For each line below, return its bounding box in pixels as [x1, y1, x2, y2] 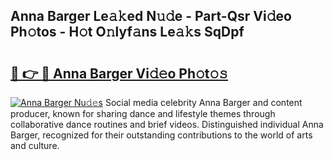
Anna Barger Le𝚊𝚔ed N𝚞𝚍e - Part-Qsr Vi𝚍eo [10, 8, 292, 25]
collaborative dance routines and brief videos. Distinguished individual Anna [10, 119, 324, 130]
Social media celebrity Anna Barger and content [104, 97, 303, 108]
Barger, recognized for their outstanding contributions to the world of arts [10, 129, 313, 141]
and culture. [10, 140, 60, 151]
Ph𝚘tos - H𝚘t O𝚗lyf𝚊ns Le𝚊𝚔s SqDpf [10, 24, 245, 41]
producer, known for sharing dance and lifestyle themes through [10, 108, 276, 119]
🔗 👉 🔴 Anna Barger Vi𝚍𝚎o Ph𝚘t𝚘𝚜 [10, 65, 229, 82]
